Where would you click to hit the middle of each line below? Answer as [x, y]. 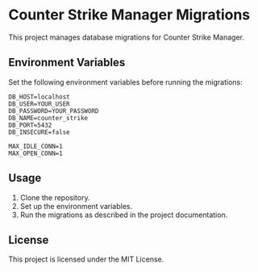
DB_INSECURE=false [39, 132]
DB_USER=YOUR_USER [39, 104]
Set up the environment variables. [76, 206]
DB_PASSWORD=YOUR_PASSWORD [54, 111]
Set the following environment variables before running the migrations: [126, 82]
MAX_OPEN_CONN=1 [35, 153]
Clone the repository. [55, 197]
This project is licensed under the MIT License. [86, 259]
